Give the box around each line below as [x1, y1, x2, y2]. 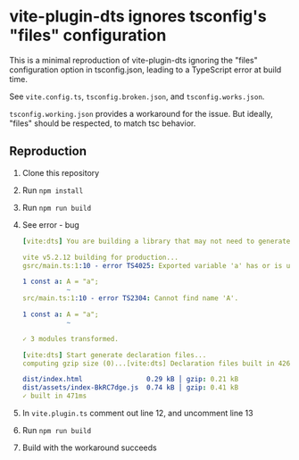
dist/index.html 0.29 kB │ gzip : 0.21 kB [21, 375, 239, 384]
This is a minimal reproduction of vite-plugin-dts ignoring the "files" [9, 54, 258, 65]
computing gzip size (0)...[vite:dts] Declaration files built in [21, 359, 275, 368]
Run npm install [21, 185, 84, 196]
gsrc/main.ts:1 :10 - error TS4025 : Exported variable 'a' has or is [21, 261, 283, 270]
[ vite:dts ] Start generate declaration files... [21, 350, 207, 359]
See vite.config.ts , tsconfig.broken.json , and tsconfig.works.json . [9, 91, 265, 102]
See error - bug [21, 219, 80, 230]
